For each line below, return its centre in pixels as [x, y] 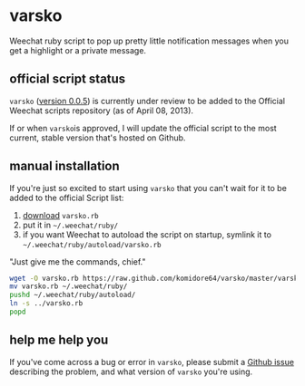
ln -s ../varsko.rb [46, 304]
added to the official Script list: [67, 198]
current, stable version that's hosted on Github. [98, 138]
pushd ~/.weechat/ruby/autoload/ [73, 295]
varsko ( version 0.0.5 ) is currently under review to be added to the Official [148, 101]
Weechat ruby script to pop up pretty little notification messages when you [149, 41]
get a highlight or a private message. [78, 50]
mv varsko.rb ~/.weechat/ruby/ [69, 286]
